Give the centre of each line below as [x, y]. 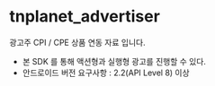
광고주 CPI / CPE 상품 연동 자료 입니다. [77, 42]
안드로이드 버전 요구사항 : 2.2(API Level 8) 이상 [106, 73]
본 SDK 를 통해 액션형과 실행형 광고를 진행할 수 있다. [114, 61]
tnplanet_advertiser [85, 17]
